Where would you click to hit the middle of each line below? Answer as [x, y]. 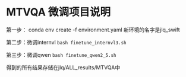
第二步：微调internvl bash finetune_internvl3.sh [66, 42]
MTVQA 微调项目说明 [59, 12]
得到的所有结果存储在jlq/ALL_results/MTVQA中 [63, 67]
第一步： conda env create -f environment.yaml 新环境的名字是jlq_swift [93, 30]
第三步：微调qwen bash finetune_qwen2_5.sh [61, 54]
